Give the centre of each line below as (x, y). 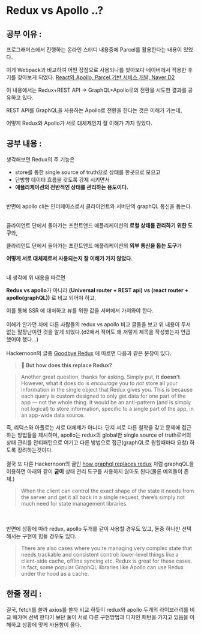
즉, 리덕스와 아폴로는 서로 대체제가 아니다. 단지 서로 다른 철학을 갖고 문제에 (93, 427)
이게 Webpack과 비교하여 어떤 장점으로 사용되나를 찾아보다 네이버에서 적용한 (96, 70)
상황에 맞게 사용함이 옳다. (52, 624)
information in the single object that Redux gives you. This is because (107, 389)
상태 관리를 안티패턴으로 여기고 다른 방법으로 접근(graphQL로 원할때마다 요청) (97, 442)
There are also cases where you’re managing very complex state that (106, 548)
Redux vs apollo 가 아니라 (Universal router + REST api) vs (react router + (97, 290)
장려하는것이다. (35, 450)
